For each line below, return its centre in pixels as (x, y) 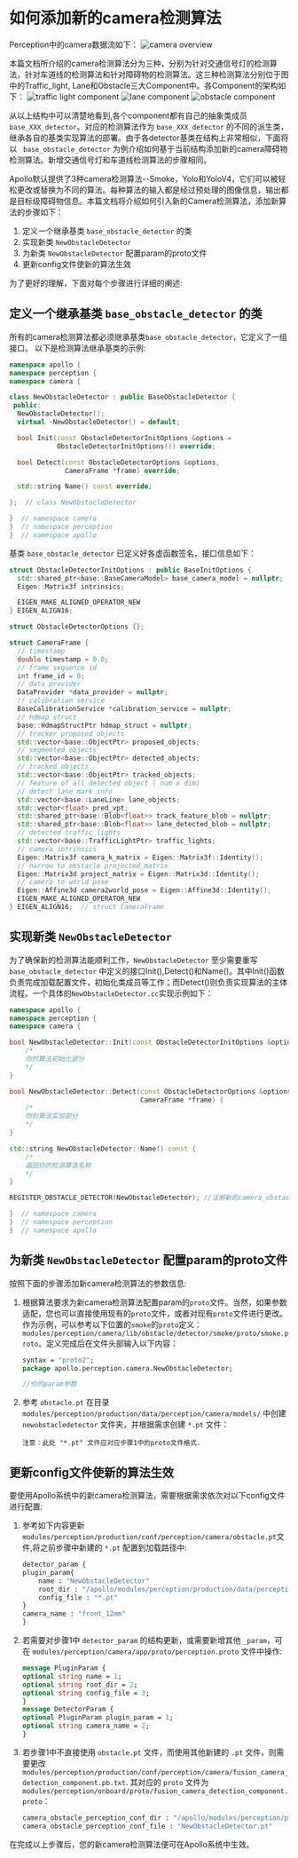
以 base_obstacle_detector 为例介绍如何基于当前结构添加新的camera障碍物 (149, 148)
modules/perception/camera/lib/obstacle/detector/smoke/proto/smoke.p (155, 1333)
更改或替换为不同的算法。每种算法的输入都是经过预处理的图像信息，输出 (149, 190)
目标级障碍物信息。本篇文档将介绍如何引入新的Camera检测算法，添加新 (148, 201)
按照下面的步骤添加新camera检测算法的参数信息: (98, 1283)
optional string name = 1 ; (72, 1676)
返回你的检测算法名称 (58, 1165)
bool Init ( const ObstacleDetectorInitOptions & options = (125, 438)
